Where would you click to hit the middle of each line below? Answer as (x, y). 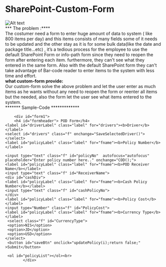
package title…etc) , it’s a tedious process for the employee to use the (76, 49)
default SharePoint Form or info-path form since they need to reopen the (79, 54)
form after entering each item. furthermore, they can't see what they (75, 60)
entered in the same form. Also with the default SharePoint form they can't (81, 65)
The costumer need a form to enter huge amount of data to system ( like (79, 33)
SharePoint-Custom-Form (60, 9)
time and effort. (21, 76)
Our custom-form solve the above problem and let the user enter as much (81, 86)
